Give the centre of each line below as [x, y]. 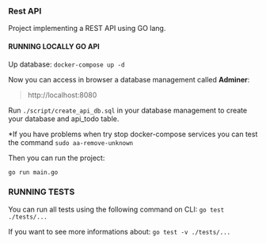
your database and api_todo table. [64, 118]
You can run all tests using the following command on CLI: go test [116, 209]
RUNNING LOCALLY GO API [54, 46]
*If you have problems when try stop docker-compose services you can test [133, 134]
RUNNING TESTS [42, 192]
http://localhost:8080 [62, 95]
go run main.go [33, 172]
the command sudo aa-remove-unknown [71, 142]
